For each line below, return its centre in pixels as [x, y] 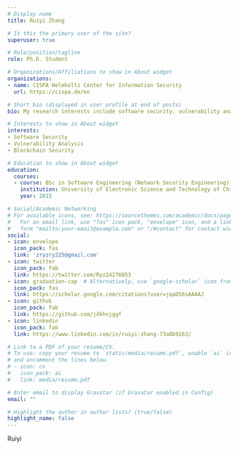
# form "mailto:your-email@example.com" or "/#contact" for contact [114, 229]
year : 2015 [36, 196]
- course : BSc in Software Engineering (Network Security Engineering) [122, 183]
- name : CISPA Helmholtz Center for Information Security [95, 85]
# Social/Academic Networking [52, 209]
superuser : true [31, 40]
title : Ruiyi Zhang [36, 21]
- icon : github [30, 301]
